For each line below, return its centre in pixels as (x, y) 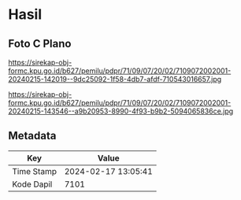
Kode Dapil (32, 184)
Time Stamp (35, 171)
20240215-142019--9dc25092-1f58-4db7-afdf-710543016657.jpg (115, 79)
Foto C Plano (40, 44)
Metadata (32, 136)
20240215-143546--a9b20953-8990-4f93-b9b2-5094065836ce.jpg (121, 111)
